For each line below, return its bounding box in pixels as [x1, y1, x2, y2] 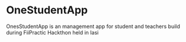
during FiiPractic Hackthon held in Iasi [6, 29, 99, 36]
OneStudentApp [6, 3, 88, 17]
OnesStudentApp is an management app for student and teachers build [6, 23, 181, 30]
